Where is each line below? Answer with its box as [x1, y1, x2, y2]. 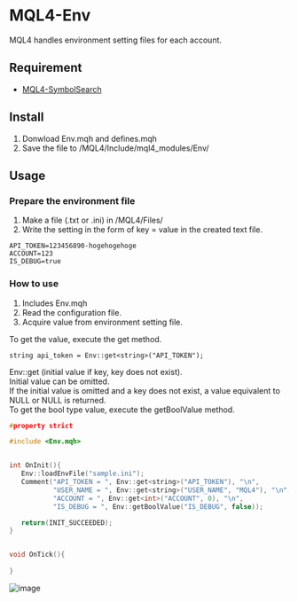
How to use [9, 278, 59, 290]
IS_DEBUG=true [9, 257, 62, 266]
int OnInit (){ [9, 461, 62, 470]
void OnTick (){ [9, 551, 66, 559]
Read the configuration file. [21, 307, 122, 317]
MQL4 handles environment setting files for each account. [9, 35, 223, 45]
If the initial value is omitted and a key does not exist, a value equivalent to [9, 385, 281, 395]
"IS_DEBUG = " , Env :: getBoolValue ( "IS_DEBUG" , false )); [52, 502, 264, 511]
